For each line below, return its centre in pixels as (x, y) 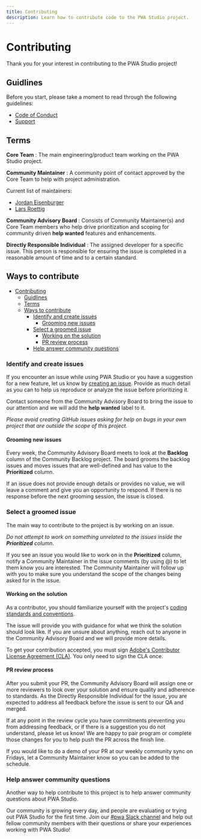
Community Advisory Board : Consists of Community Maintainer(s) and (95, 220)
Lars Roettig (30, 209)
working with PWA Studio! (38, 830)
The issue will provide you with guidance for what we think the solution (94, 625)
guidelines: (20, 103)
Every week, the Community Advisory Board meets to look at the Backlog (97, 453)
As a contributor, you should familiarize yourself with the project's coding (97, 607)
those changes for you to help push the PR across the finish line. (86, 740)
